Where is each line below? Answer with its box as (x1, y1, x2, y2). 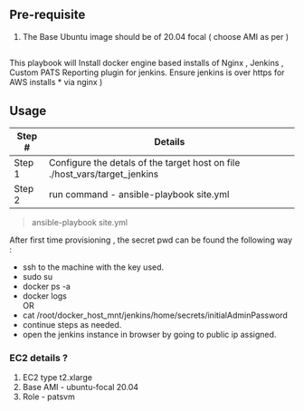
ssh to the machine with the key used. (22, 262, 165, 272)
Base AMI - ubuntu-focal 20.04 (22, 382, 138, 393)
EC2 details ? (9, 351, 68, 364)
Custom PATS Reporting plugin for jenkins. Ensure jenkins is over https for (9, 67, 285, 78)
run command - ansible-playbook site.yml (48, 188, 230, 201)
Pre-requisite (9, 7, 86, 23)
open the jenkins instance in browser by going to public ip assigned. (22, 330, 277, 340)
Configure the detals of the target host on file (48, 157, 241, 169)
